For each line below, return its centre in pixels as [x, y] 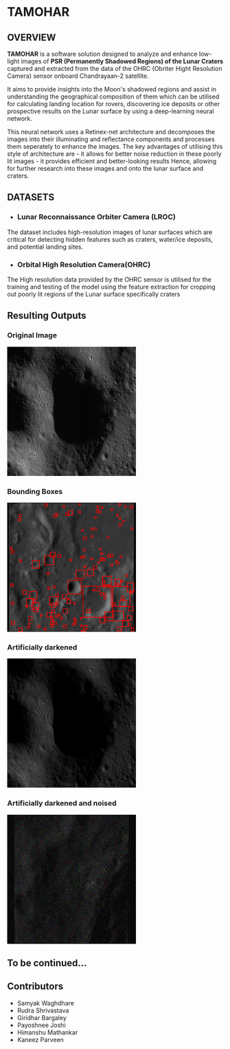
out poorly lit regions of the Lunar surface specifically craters [94, 294]
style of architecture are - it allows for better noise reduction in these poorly [114, 154]
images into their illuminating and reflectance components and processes [111, 139]
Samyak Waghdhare [45, 1003]
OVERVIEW [32, 38]
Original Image [32, 335]
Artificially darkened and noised [62, 803]
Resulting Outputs [47, 316]
